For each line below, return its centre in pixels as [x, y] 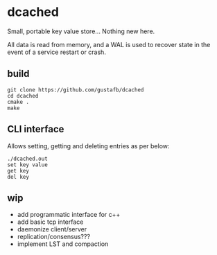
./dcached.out [28, 159]
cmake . [18, 102]
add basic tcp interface [50, 222]
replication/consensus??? [54, 237]
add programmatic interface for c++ [69, 215]
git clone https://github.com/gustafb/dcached [76, 90]
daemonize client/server [52, 229]
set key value [28, 165]
